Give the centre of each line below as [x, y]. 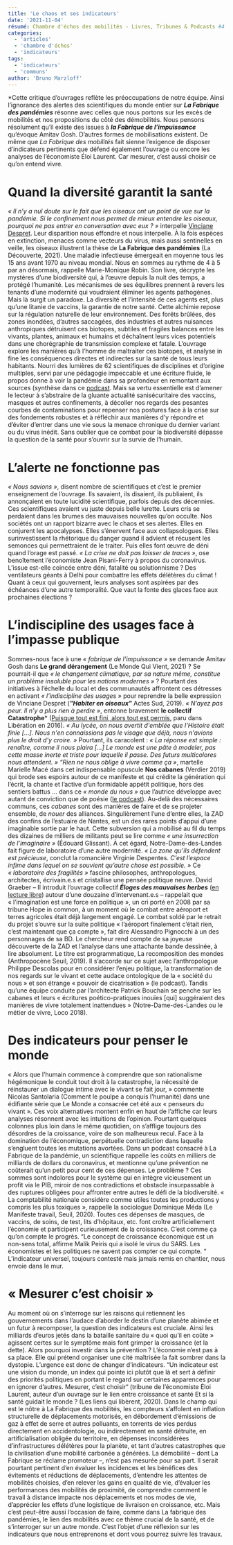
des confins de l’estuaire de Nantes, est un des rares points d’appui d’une [112, 821]
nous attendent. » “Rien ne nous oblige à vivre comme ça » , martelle [105, 762]
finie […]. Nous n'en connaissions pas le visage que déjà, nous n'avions [111, 733]
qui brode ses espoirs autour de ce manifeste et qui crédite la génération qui [117, 777]
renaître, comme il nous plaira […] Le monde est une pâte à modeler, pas [112, 748]
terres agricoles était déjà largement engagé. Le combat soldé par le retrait [115, 917]
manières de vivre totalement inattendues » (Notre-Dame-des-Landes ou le [115, 1005]
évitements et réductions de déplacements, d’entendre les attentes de [108, 1475]
